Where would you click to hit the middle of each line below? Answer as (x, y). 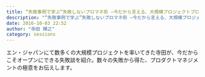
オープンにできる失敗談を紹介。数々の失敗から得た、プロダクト (97, 60)
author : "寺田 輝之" (31, 29)
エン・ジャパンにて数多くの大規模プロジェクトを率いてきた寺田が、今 (94, 53)
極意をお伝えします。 (49, 68)
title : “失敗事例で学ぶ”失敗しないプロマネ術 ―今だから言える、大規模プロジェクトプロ (103, 12)
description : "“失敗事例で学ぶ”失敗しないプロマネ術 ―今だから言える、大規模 (95, 18)
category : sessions (31, 35)
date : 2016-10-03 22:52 (37, 23)
